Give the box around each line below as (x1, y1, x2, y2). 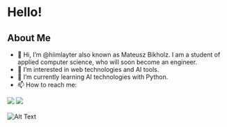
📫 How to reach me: (17, 81, 77, 89)
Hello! (7, 4, 42, 20)
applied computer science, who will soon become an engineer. (17, 58, 197, 66)
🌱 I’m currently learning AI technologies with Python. (17, 73, 169, 81)
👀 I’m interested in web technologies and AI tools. (17, 66, 159, 73)
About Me (7, 32, 51, 44)
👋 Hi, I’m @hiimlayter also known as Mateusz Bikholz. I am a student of (17, 50, 221, 59)
